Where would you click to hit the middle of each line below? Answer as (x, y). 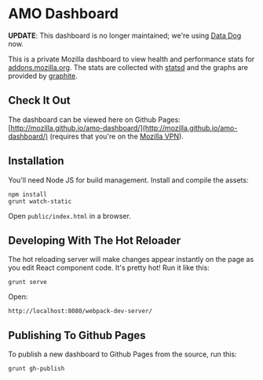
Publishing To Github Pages (77, 335)
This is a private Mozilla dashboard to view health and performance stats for (131, 59)
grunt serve (27, 282)
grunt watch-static (40, 201)
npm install (27, 194)
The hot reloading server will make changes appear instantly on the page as (131, 260)
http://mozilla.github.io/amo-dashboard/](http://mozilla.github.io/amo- (124, 127)
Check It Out (39, 100)
